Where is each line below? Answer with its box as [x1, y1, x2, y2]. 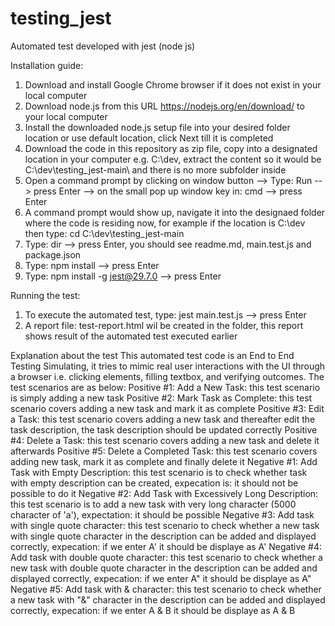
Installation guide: [10, 59, 84, 71]
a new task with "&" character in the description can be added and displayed [10, 593, 326, 606]
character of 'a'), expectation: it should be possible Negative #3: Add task [10, 508, 315, 521]
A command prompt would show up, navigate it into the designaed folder [24, 206, 326, 218]
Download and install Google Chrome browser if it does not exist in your [24, 78, 322, 91]
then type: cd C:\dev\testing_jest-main [24, 227, 185, 239]
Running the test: [10, 289, 81, 301]
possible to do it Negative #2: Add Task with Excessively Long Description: [10, 487, 319, 499]
